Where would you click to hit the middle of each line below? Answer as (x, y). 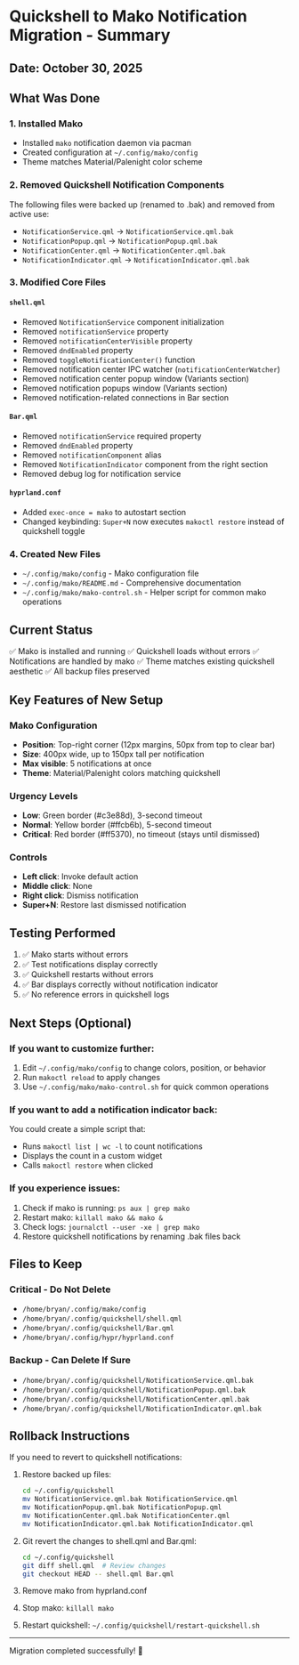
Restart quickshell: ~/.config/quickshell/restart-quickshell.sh (141, 1625)
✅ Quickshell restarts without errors (88, 974)
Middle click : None (57, 886)
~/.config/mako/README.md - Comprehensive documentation (132, 583)
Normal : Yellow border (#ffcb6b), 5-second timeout (117, 825)
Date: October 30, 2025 (76, 68)
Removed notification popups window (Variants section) (125, 388)
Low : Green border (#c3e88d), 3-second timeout (112, 815)
